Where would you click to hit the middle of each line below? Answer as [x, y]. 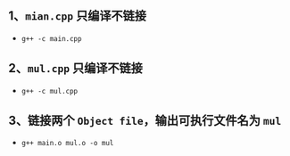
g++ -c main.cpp [51, 38]
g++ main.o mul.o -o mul [67, 144]
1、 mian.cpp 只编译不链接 [77, 16]
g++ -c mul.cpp [50, 91]
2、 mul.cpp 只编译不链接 [76, 68]
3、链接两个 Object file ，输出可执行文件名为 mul [145, 121]
